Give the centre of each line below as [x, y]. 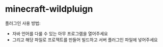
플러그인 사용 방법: [23, 23]
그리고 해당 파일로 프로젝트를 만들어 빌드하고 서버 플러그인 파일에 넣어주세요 [85, 40]
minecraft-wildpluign [49, 9]
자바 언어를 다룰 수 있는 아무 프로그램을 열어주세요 [60, 33]
